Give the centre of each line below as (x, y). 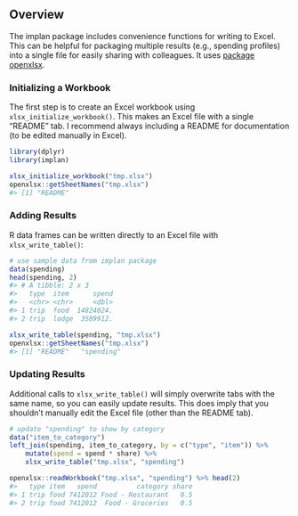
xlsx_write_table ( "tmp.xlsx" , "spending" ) (105, 463)
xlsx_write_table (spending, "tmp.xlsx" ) (85, 335)
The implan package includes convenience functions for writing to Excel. (142, 36)
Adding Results (43, 216)
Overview (37, 15)
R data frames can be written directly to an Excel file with (114, 234)
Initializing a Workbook (60, 87)
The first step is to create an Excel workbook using (102, 107)
